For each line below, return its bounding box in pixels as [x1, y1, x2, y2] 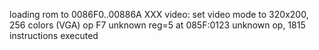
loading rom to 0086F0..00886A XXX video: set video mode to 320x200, [9, 9, 309, 20]
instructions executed [9, 30, 99, 41]
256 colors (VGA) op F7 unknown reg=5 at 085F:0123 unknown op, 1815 [9, 19, 306, 31]
